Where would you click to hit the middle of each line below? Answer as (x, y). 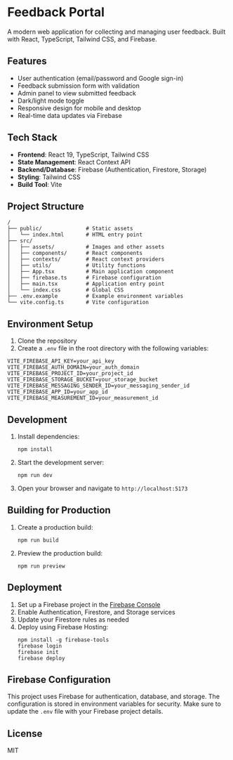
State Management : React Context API (74, 162)
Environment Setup (50, 324)
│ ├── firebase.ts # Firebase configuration (84, 278)
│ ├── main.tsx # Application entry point (86, 284)
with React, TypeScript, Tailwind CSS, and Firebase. (82, 39)
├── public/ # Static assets (70, 229)
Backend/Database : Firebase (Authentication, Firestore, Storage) (112, 169)
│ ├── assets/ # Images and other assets (86, 247)
